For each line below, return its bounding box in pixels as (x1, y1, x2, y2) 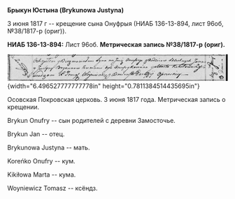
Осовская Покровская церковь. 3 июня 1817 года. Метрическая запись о (7, 95, 226, 103)
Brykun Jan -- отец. (7, 129, 65, 138)
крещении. (7, 103, 40, 111)
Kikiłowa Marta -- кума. (7, 170, 76, 179)
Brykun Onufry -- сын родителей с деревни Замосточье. (7, 116, 176, 124)
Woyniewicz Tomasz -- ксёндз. (7, 184, 98, 192)
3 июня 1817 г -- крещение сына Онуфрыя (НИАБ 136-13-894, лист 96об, (7, 20, 224, 27)
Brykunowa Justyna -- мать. (7, 143, 90, 152)
